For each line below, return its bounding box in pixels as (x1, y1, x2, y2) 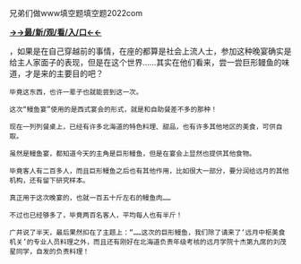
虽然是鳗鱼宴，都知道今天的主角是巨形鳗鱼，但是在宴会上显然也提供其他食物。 (9, 149, 256, 158)
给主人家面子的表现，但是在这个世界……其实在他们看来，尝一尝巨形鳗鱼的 (9, 57, 282, 67)
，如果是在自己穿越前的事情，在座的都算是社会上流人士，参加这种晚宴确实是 (9, 46, 292, 56)
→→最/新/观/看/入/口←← (9, 27, 102, 38)
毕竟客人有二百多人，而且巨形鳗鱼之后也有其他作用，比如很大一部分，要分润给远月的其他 (9, 166, 289, 175)
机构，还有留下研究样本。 (9, 176, 90, 185)
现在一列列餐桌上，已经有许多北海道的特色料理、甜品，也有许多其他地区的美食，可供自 (9, 123, 283, 132)
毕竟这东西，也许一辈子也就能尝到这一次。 (9, 88, 143, 97)
